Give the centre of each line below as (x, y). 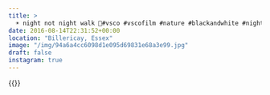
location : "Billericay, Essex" (61, 38)
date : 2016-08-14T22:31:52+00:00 (64, 30)
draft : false (30, 53)
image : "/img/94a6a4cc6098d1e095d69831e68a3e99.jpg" (98, 46)
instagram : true (35, 61)
